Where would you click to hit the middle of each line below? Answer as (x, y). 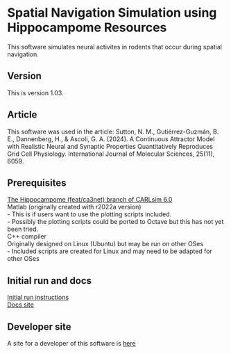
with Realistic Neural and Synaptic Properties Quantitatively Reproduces (110, 146)
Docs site (21, 305)
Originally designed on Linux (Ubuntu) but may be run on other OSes (105, 244)
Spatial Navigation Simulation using (112, 13)
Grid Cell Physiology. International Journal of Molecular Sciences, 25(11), (111, 154)
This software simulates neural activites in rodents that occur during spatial (115, 47)
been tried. (23, 229)
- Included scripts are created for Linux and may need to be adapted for (110, 251)
